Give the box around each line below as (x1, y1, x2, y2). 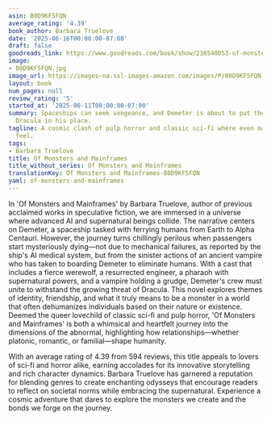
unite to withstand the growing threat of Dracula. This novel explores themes (8, 284, 263, 294)
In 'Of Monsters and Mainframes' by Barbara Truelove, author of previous (8, 198, 252, 208)
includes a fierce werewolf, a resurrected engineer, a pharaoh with (8, 267, 229, 277)
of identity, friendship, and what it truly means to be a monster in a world (8, 293, 250, 302)
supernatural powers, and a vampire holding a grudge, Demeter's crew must (8, 276, 262, 286)
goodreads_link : (8, 49, 63, 57)
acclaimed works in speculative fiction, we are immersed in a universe (8, 207, 242, 217)
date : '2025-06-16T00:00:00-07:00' (8, 34, 128, 43)
